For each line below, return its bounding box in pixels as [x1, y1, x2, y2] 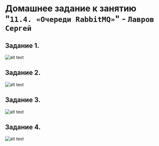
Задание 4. [5, 123, 41, 131]
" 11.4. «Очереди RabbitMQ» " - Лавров [5, 13, 155, 24]
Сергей [5, 24, 32, 33]
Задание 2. [5, 69, 41, 77]
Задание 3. [5, 96, 41, 104]
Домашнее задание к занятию [5, 3, 137, 14]
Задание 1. [5, 41, 40, 49]
